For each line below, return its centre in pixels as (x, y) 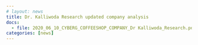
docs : (13, 22)
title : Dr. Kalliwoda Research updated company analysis (77, 17)
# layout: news (25, 11)
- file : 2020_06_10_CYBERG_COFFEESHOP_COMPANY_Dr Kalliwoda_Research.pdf (104, 28)
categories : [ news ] (30, 33)
